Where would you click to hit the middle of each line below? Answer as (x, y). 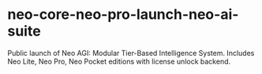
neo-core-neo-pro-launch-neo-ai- (123, 15)
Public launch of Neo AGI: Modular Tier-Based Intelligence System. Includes (131, 53)
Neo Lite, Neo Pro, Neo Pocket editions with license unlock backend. (119, 61)
